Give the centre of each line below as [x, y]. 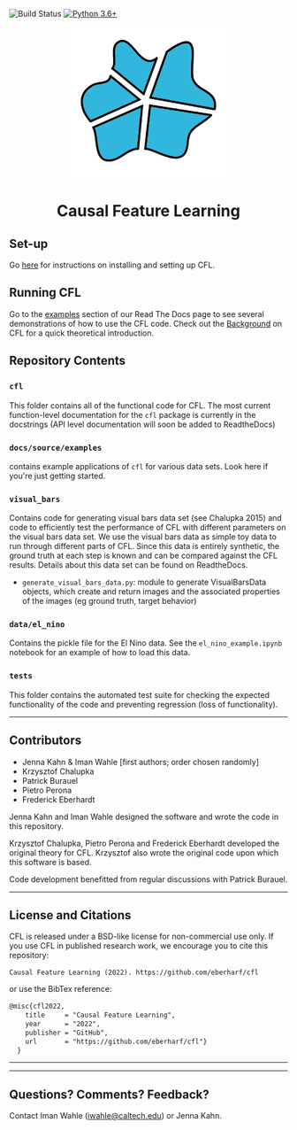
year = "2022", [63, 1024]
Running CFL [45, 293]
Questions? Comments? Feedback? [109, 1094]
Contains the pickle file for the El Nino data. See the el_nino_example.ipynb [146, 643]
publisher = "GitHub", [67, 1033]
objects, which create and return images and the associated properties [151, 592]
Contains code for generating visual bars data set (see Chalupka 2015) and [146, 518]
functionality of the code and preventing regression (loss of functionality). [144, 704]
